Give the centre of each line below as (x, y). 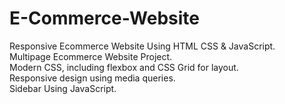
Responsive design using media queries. (92, 78)
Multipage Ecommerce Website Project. (91, 56)
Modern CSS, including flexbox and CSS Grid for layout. (124, 67)
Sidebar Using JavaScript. (63, 88)
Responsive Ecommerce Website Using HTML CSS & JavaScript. (142, 46)
